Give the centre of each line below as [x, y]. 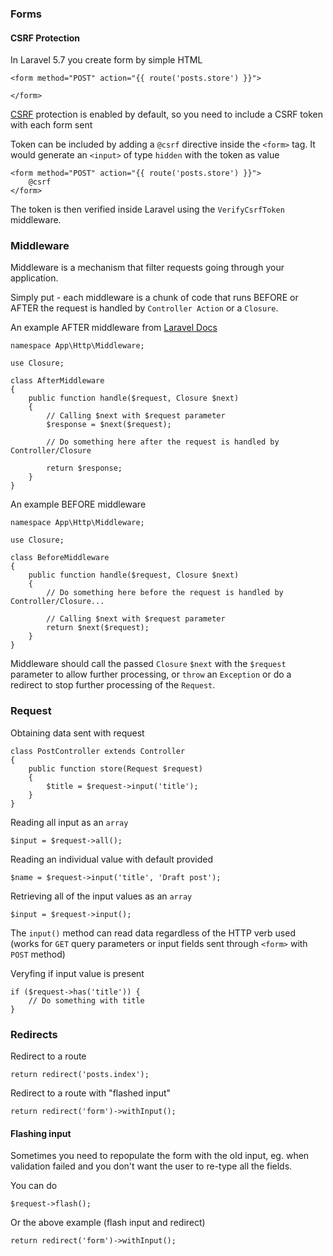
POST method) [38, 954]
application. [34, 278]
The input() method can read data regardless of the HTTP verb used [153, 933]
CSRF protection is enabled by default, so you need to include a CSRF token [167, 114]
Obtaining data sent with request [77, 733]
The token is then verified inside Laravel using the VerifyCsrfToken [147, 209]
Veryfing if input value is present [77, 973]
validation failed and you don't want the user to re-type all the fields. [151, 1166]
